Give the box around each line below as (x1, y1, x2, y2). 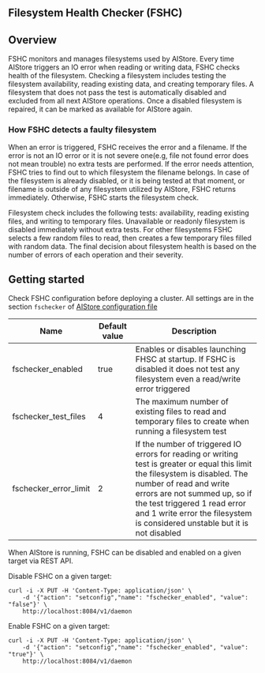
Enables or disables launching (135, 344, 247, 355)
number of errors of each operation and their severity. (8, 250, 184, 259)
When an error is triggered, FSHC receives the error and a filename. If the (8, 142, 247, 152)
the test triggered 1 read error (135, 498, 247, 509)
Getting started (8, 273, 85, 286)
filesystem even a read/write (135, 374, 241, 385)
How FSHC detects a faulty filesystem (8, 124, 157, 135)
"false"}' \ (8, 600, 47, 609)
